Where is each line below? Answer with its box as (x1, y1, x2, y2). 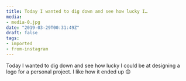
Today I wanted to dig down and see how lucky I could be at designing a (6, 62, 180, 69)
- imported (6, 41, 33, 47)
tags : (6, 35, 19, 41)
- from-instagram (6, 46, 49, 52)
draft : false (6, 30, 38, 36)
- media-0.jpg (6, 19, 41, 25)
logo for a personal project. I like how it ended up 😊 (6, 68, 131, 75)
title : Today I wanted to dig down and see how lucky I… (6, 8, 148, 14)
